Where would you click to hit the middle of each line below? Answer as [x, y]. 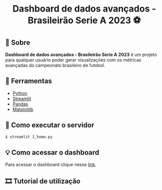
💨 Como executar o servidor [50, 125]
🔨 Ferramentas [29, 81]
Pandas [20, 104]
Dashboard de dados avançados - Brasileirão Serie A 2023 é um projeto [81, 54]
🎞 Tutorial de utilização [43, 181]
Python [20, 93]
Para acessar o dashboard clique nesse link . [51, 165]
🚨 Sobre [18, 43]
